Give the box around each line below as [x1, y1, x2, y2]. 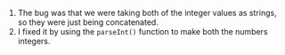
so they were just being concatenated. [17, 17, 159, 27]
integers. [17, 35, 51, 46]
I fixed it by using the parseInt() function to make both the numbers [17, 27, 269, 36]
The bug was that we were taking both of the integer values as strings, [17, 8, 278, 18]
